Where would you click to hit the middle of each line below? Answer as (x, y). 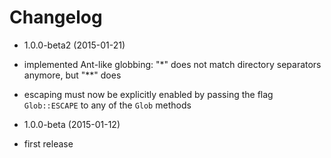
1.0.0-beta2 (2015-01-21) (74, 45)
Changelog (56, 17)
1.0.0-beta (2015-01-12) (72, 124)
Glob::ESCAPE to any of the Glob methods (107, 105)
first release (48, 143)
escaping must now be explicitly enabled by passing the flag (148, 94)
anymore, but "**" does (72, 75)
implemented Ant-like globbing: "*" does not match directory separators (172, 64)
